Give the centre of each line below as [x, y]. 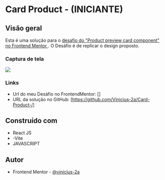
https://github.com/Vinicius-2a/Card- [111, 99]
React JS [22, 133]
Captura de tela [25, 58]
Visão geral [24, 28]
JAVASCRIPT [26, 144]
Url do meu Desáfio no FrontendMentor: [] [56, 94]
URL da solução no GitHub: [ [42, 99]
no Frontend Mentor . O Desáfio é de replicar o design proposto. [72, 46]
